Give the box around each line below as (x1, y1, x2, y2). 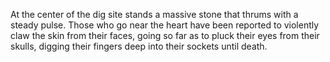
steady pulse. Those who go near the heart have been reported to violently (10, 19, 320, 31)
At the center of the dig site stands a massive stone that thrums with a (10, 9, 299, 20)
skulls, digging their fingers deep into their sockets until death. (10, 40, 268, 52)
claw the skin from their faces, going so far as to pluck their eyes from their (10, 30, 320, 41)
